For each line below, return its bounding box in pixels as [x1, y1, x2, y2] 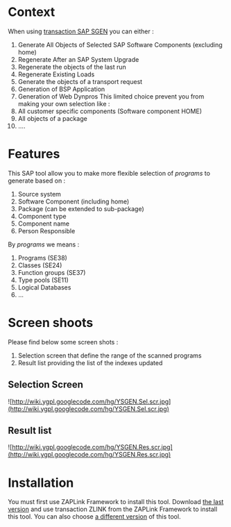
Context [8, 4, 55, 20]
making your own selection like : [17, 99, 110, 108]
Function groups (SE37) [17, 268, 86, 276]
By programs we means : [8, 240, 80, 249]
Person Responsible [17, 226, 76, 235]
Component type [17, 212, 67, 220]
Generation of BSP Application [17, 85, 105, 93]
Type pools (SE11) [17, 276, 69, 284]
